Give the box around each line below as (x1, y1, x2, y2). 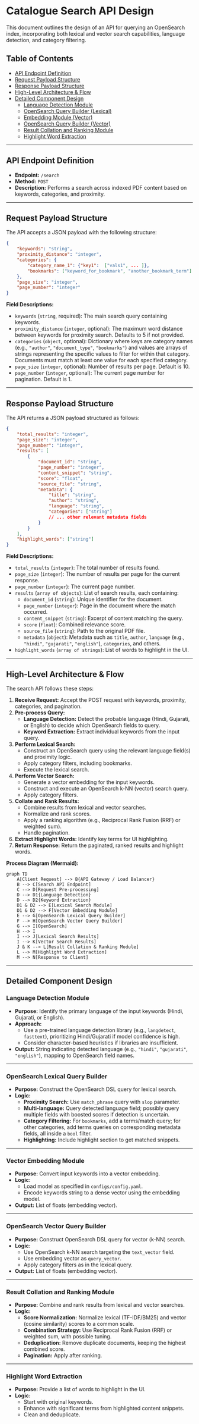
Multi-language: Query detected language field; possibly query (23, 1105, 179, 1112)
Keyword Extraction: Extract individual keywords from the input (23, 728, 180, 735)
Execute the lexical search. (23, 766, 89, 773)
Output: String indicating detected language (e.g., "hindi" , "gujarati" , (14, 1045, 188, 1052)
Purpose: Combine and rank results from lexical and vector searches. (14, 1301, 185, 1308)
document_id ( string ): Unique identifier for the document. (23, 596, 163, 603)
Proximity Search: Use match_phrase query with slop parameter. (23, 1098, 181, 1105)
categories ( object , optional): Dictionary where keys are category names (14, 338, 193, 345)
